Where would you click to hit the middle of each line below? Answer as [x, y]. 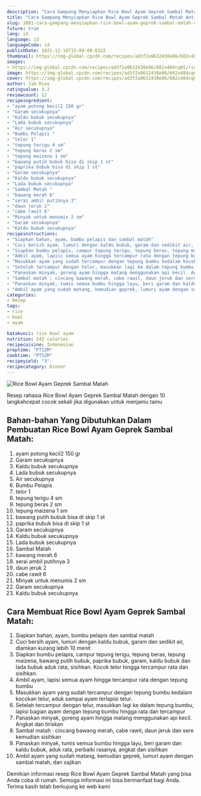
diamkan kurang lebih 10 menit [53, 648]
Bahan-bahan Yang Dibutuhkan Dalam [79, 421]
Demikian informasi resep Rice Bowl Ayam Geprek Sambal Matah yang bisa [99, 774]
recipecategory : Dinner [36, 367]
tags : [13, 306]
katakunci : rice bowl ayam [40, 333]
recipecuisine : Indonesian [40, 345]
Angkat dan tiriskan [39, 724]
